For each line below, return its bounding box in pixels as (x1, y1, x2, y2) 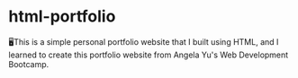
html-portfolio (8, 6, 116, 27)
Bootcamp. (8, 58, 50, 69)
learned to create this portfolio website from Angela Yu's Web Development (8, 49, 289, 60)
